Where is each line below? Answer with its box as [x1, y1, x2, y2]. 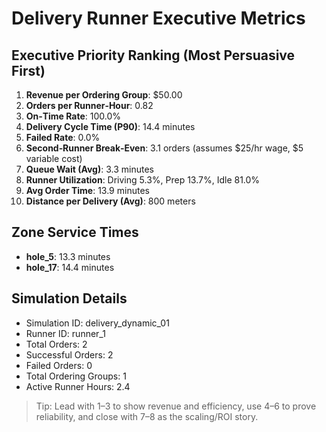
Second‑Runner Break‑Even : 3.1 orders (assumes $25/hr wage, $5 [25, 142, 304, 154]
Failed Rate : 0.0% [25, 132, 101, 143]
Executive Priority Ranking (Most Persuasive [11, 47, 296, 64]
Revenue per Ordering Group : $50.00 [25, 89, 183, 101]
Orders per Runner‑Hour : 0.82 [25, 100, 154, 111]
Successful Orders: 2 [25, 348, 114, 361]
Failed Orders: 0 [25, 359, 93, 371]
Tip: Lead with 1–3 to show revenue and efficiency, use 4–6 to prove [35, 400, 317, 412]
